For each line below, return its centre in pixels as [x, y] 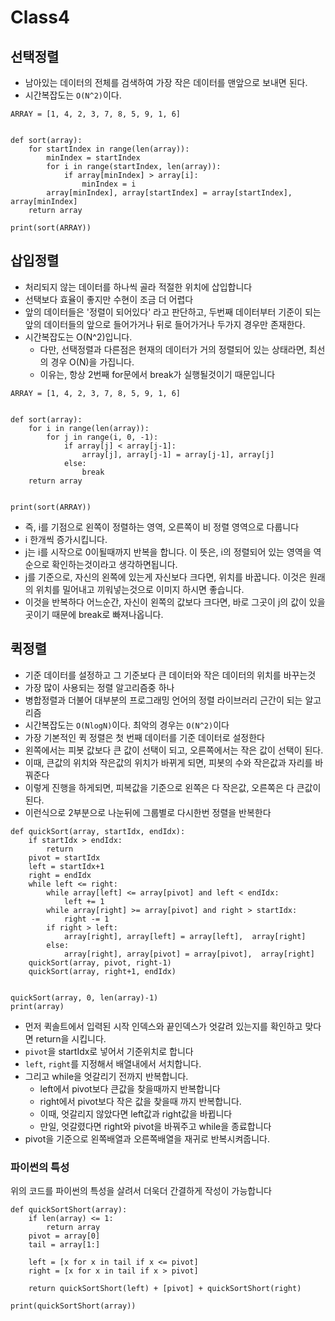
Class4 [40, 17]
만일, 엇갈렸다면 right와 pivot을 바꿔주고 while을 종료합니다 [155, 1126]
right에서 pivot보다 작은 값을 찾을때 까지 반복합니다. [140, 1101]
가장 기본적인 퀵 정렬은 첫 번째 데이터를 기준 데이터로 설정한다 [144, 737]
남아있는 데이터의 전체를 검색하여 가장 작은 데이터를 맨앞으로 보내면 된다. [166, 82]
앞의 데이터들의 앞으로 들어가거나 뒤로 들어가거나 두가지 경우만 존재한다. [165, 324]
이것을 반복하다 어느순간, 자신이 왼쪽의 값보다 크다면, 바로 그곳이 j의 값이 [165, 602]
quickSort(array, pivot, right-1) [100, 962]
